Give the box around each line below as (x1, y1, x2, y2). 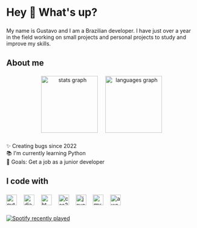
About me (6, 58, 44, 68)
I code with (6, 176, 49, 186)
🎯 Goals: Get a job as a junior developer (6, 158, 105, 166)
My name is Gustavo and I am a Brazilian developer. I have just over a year (6, 27, 192, 35)
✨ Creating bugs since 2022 (6, 142, 77, 150)
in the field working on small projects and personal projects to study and (6, 33, 186, 41)
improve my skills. (6, 40, 51, 47)
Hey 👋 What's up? (6, 5, 98, 19)
